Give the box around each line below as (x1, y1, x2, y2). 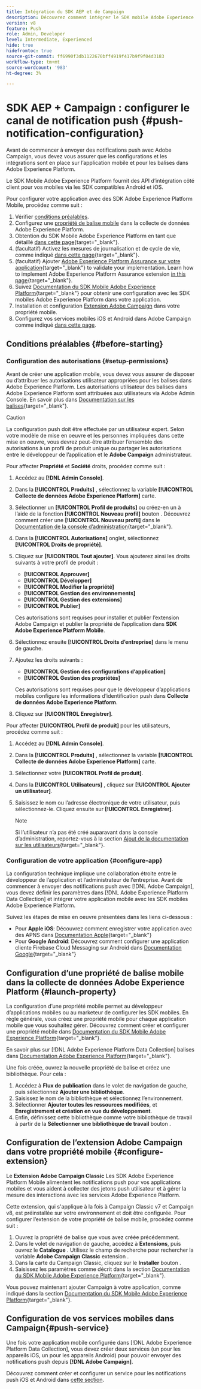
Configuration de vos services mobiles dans (6, 1313, 175, 1324)
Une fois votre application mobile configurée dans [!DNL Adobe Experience (6, 1339, 192, 1346)
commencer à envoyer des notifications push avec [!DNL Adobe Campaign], (6, 882, 194, 890)
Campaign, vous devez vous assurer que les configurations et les (6, 153, 167, 160)
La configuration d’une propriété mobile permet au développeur (6, 1002, 163, 1010)
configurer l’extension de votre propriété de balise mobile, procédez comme (6, 1215, 194, 1223)
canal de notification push (6, 114, 139, 128)
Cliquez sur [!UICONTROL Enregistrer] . (14, 710, 112, 717)
